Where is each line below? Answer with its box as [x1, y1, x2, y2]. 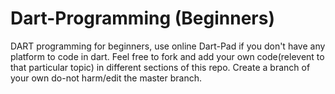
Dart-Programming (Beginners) [10, 7, 275, 30]
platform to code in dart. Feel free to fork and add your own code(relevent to [10, 50, 325, 62]
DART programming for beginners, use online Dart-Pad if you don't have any [10, 40, 326, 52]
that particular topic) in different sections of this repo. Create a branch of [10, 61, 311, 73]
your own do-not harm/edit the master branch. [10, 72, 203, 84]
